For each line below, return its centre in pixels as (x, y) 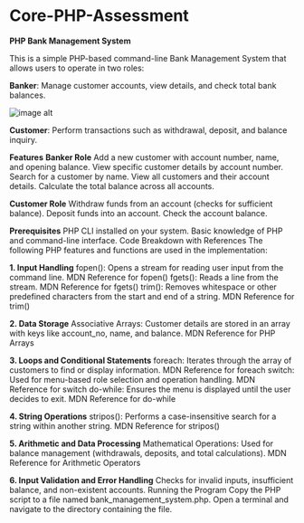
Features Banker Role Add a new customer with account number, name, (144, 157)
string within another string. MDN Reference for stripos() (114, 425)
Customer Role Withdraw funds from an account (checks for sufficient (141, 204)
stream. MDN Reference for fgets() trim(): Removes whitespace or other (143, 287)
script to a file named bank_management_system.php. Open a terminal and (149, 499)
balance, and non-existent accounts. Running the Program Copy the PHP (145, 490)
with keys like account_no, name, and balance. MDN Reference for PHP (142, 333)
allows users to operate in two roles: (77, 68)
